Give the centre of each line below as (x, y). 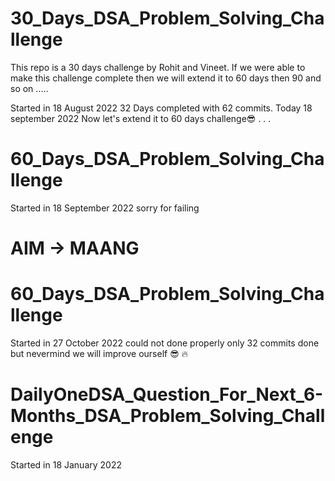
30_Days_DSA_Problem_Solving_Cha (167, 18)
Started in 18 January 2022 (66, 464)
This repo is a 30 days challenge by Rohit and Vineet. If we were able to (158, 67)
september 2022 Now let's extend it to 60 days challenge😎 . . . (141, 118)
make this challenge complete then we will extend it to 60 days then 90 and (166, 78)
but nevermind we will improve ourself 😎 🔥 (99, 353)
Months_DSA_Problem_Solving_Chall (168, 416)
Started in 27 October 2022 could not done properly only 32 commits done (165, 343)
